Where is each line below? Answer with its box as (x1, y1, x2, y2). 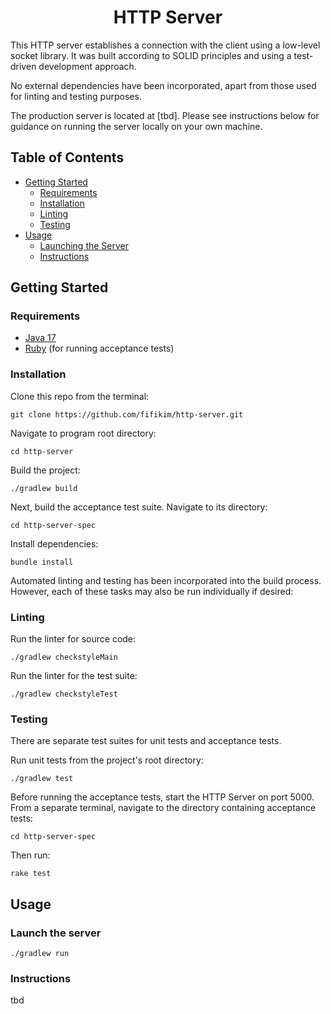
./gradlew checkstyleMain (10, 652, 118, 663)
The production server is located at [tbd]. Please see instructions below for (10, 109, 320, 121)
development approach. (38, 60, 137, 72)
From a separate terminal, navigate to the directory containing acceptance (10, 802, 317, 814)
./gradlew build (10, 483, 78, 493)
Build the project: (10, 464, 81, 476)
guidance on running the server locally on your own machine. (10, 120, 263, 132)
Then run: (10, 849, 51, 861)
